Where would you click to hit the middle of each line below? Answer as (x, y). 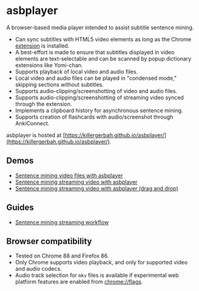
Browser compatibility (49, 241)
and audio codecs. (38, 269)
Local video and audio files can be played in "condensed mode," (96, 78)
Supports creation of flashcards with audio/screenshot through (94, 117)
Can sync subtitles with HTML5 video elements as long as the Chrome (103, 39)
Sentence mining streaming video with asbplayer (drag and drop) (96, 188)
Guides (20, 208)
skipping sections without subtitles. (59, 84)
